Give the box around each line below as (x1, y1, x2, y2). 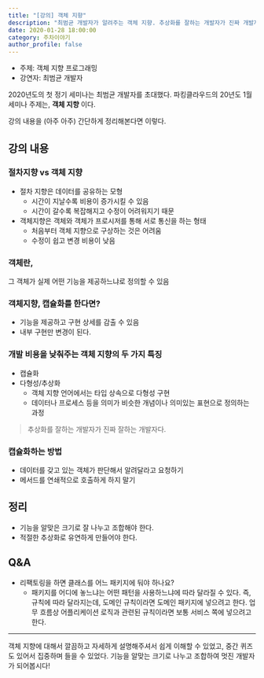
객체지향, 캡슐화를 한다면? (8, 298, 101, 309)
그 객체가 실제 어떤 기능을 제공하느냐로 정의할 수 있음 (8, 277, 170, 286)
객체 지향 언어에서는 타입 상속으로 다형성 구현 (31, 388, 170, 397)
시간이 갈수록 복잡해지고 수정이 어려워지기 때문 (31, 206, 174, 216)
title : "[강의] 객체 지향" (8, 11, 86, 20)
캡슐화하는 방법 (8, 446, 63, 457)
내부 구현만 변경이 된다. (19, 327, 92, 337)
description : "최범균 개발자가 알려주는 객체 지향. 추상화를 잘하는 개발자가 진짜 (8, 19, 240, 27)
